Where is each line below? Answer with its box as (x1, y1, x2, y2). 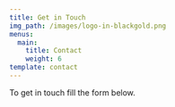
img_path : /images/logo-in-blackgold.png (9, 21, 167, 30)
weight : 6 (25, 54, 63, 63)
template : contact (9, 63, 78, 72)
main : (17, 37, 39, 47)
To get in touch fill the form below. (9, 86, 136, 98)
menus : (9, 29, 34, 38)
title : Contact (25, 46, 83, 55)
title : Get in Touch (9, 12, 87, 22)
